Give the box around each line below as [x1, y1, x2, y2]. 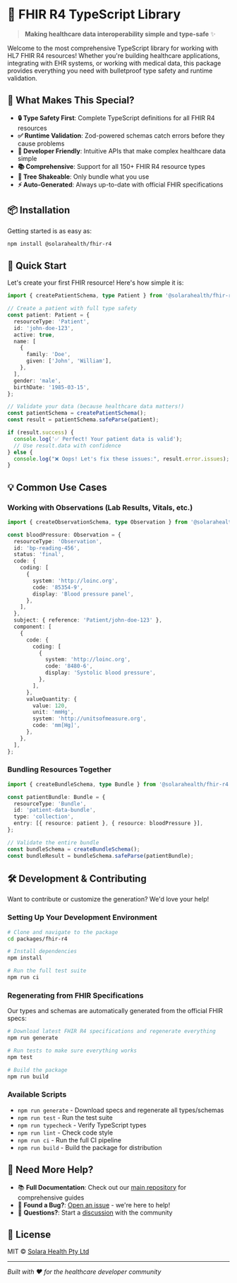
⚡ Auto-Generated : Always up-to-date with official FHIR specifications [17, 180, 224, 189]
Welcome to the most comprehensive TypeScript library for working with [7, 44, 219, 52]
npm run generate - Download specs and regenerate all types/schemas [17, 1106, 224, 1114]
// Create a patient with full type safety [7, 305, 138, 312]
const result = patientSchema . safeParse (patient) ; [7, 416, 159, 423]
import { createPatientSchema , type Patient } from [7, 292, 162, 300]
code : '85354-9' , [32, 584, 83, 591]
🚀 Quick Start [7, 259, 67, 271]
